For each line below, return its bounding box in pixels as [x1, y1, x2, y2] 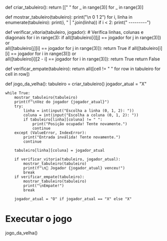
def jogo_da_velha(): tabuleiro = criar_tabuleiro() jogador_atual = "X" [5, 81, 147, 87]
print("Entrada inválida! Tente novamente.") [23, 135, 121, 140]
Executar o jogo [5, 213, 72, 225]
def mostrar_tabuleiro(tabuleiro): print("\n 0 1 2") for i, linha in [5, 14, 133, 20]
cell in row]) [5, 71, 30, 77]
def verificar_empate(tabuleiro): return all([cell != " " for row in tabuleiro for [5, 66, 161, 72]
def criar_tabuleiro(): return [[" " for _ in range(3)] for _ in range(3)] [5, 5, 144, 10]
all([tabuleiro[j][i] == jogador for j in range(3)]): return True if [5, 45, 131, 51]
